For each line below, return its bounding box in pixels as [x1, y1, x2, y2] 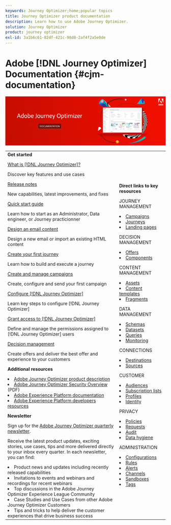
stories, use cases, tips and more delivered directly [7, 443, 114, 449]
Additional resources [7, 366, 53, 372]
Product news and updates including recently [14, 464, 109, 470]
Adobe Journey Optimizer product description [14, 376, 110, 382]
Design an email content [7, 226, 59, 232]
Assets [125, 280, 140, 286]
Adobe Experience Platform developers [14, 397, 96, 403]
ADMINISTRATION [119, 445, 158, 451]
